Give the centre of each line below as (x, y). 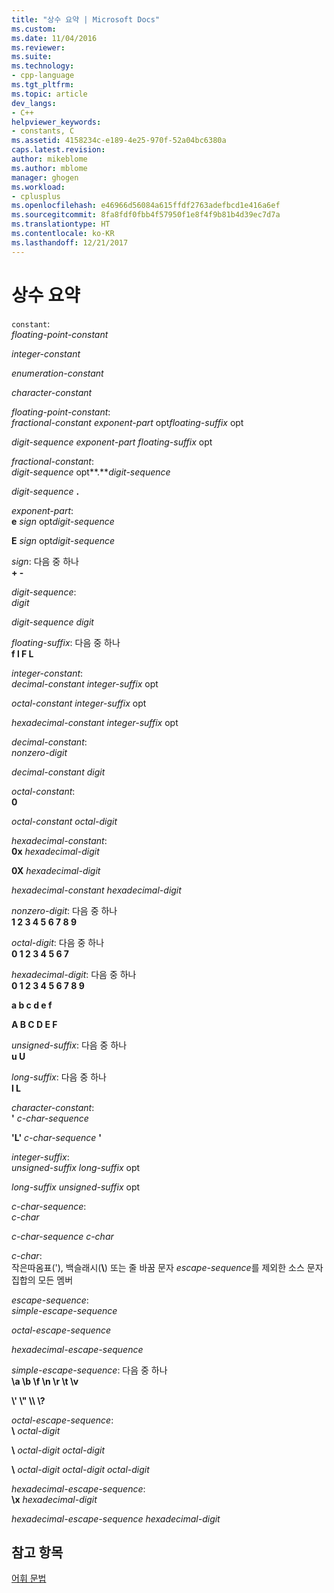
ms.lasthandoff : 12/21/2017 (70, 242)
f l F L (22, 653)
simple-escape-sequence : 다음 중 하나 (89, 1370)
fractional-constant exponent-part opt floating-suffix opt (127, 422)
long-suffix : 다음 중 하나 (59, 1077)
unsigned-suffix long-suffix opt (76, 1167)
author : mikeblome (49, 159)
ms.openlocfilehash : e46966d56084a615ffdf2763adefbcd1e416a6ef (146, 206)
